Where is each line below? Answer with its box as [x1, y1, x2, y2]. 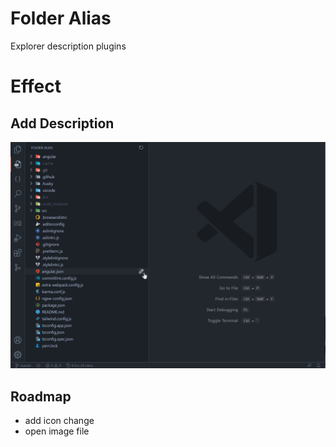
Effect [10, 75, 62, 98]
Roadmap [10, 388, 72, 405]
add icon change [24, 415, 95, 426]
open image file [24, 425, 90, 437]
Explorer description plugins [10, 40, 127, 52]
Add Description [10, 115, 115, 132]
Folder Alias [10, 7, 112, 30]
